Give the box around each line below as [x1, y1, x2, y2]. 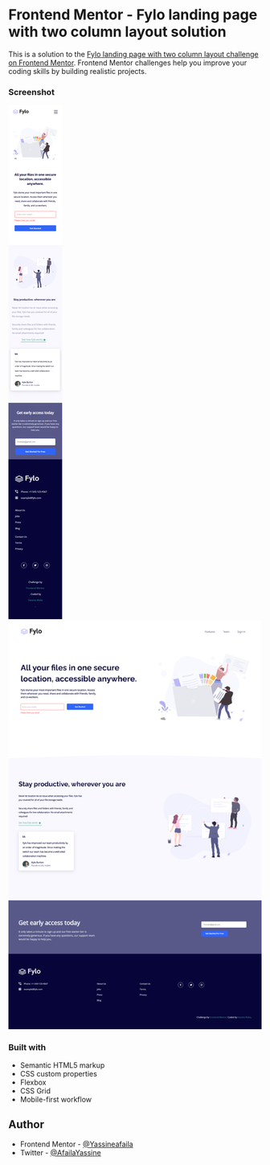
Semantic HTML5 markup [19, 1060, 105, 1070]
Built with [8, 1042, 47, 1053]
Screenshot [8, 86, 55, 97]
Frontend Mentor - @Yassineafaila [19, 1139, 134, 1149]
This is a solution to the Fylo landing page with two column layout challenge [8, 49, 259, 59]
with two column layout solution [8, 23, 227, 41]
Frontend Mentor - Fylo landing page [8, 6, 258, 24]
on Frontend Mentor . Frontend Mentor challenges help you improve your [8, 58, 247, 68]
